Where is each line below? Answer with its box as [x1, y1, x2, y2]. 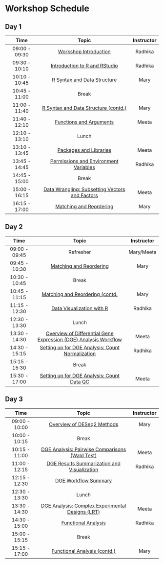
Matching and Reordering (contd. [41, 291, 118, 298]
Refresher [68, 248, 91, 255]
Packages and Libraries [57, 147, 111, 153]
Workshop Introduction [58, 48, 111, 55]
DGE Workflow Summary [55, 477, 112, 484]
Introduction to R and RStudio [50, 62, 118, 69]
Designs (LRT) [67, 508, 100, 515]
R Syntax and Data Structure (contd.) [42, 105, 127, 111]
